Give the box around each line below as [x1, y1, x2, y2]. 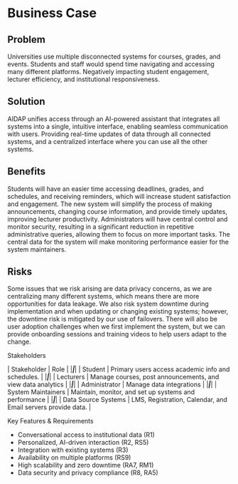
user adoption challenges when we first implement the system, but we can [7, 322, 225, 331]
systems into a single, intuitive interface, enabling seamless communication [7, 122, 229, 130]
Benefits [7, 165, 46, 177]
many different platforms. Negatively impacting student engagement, [7, 68, 210, 76]
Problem [7, 34, 46, 46]
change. [7, 337, 32, 346]
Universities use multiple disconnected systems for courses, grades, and [7, 52, 221, 61]
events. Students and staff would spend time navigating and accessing [7, 60, 215, 68]
